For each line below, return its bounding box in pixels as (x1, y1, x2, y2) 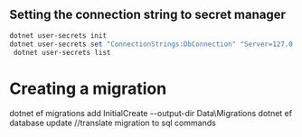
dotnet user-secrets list (13, 48, 111, 57)
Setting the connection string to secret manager (9, 7, 287, 23)
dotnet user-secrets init (9, 31, 107, 40)
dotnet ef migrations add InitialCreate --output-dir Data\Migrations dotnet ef (9, 108, 292, 119)
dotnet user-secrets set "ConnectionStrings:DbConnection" (9, 40, 237, 49)
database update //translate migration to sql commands (9, 117, 217, 129)
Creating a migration (9, 78, 167, 98)
